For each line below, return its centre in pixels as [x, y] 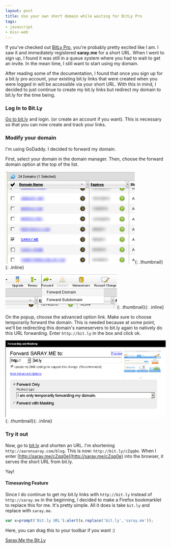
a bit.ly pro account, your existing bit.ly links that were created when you [81, 79]
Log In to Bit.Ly [24, 108]
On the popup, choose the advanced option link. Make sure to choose [78, 317]
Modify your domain [31, 138]
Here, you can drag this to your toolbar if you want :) [60, 530]
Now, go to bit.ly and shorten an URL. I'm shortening [60, 445]
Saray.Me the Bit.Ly [25, 540]
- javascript [19, 27]
